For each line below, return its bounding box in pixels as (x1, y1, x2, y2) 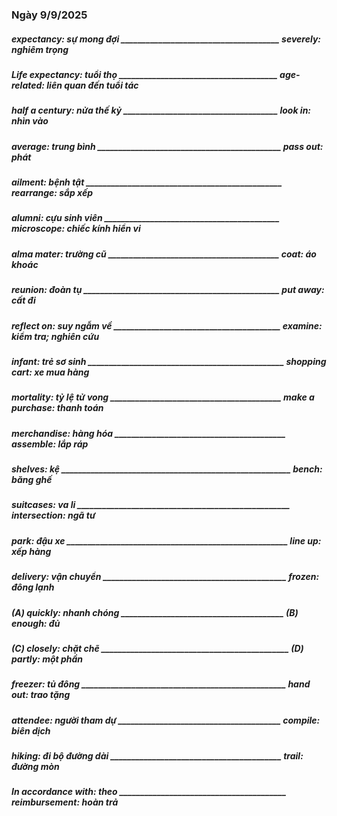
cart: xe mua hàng (11, 366, 90, 378)
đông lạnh (11, 581, 55, 593)
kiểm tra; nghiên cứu (11, 330, 100, 342)
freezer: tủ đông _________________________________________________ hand (11, 678, 311, 690)
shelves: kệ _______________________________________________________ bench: (11, 463, 323, 475)
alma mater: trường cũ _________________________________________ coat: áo (11, 248, 317, 260)
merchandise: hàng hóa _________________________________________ (11, 427, 286, 439)
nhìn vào (11, 115, 49, 127)
